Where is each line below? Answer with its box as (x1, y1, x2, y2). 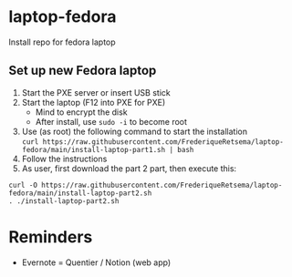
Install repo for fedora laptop (8, 36, 116, 47)
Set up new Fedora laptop (8, 63, 157, 78)
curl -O (8, 180, 38, 190)
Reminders (8, 226, 93, 247)
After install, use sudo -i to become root (35, 116, 188, 127)
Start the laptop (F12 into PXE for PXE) (21, 97, 166, 108)
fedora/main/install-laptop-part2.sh (8, 189, 152, 198)
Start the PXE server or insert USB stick (21, 87, 171, 97)
